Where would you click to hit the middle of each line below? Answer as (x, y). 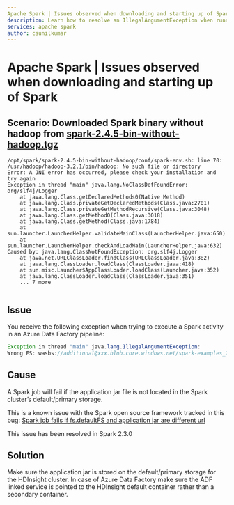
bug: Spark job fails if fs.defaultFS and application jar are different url (106, 420)
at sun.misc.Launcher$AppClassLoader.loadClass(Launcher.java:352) (119, 270)
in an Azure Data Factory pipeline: (56, 334)
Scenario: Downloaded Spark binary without (106, 123)
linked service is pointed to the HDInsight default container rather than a (111, 487)
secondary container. (38, 495)
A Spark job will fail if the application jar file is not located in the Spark (108, 391)
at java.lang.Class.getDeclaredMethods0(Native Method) (103, 197)
